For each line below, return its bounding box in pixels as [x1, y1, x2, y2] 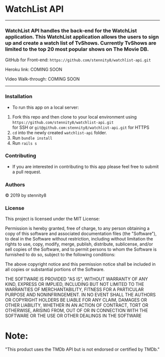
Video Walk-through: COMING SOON [5, 76, 80, 82]
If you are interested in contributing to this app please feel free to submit [12, 163, 159, 169]
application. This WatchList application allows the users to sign [5, 33, 159, 40]
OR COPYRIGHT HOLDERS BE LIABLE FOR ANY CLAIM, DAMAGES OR [5, 297, 147, 303]
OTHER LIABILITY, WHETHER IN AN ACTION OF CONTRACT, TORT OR [5, 302, 148, 308]
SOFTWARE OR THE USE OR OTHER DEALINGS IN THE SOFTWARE [5, 313, 141, 319]
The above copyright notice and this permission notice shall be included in [5, 261, 156, 267]
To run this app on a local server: [12, 104, 79, 110]
